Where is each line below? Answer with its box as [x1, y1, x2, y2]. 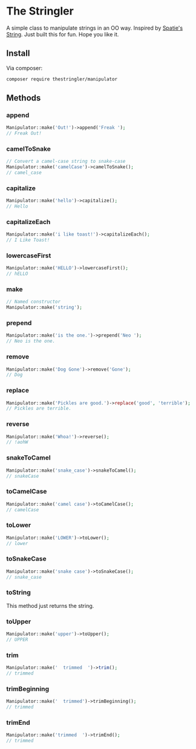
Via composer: [6, 64, 43, 71]
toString [6, 589, 31, 597]
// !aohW [6, 439, 28, 446]
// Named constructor [6, 299, 61, 305]
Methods [6, 93, 41, 104]
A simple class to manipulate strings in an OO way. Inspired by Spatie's [6, 24, 183, 31]
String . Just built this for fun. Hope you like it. [6, 30, 119, 38]
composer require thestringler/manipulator [6, 76, 118, 82]
